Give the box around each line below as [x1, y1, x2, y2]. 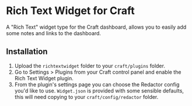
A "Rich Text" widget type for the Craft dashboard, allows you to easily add [6, 23, 187, 30]
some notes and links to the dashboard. [6, 29, 101, 36]
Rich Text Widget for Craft [6, 4, 135, 18]
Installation [6, 47, 48, 57]
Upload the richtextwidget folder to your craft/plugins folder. [14, 62, 165, 69]
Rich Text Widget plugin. [14, 74, 74, 81]
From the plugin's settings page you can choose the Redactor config [14, 81, 180, 88]
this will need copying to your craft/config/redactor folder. [14, 93, 159, 100]
